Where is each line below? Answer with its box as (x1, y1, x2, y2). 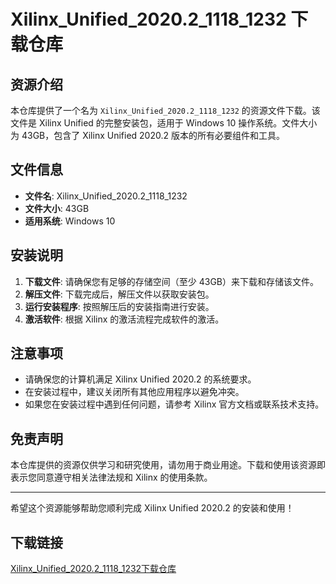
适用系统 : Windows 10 (24, 215, 116, 227)
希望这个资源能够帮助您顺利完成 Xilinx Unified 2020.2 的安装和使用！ (10, 502, 295, 514)
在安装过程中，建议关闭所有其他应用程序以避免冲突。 (24, 386, 245, 398)
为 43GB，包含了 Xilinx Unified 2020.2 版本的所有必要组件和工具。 (10, 130, 285, 141)
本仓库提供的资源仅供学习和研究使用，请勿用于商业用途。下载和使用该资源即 (10, 459, 326, 471)
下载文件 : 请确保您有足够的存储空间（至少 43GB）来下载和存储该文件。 (24, 275, 320, 287)
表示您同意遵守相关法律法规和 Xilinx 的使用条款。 (10, 471, 213, 484)
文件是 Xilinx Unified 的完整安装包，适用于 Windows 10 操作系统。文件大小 (10, 117, 318, 129)
